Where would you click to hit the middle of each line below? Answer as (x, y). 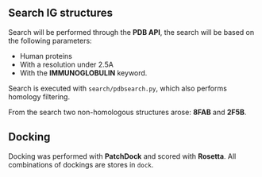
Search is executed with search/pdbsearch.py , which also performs (118, 88)
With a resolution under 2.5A (66, 64)
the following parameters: (50, 40)
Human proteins (46, 56)
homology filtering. (39, 96)
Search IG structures (61, 13)
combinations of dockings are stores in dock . (81, 164)
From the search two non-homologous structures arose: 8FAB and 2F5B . (127, 112)
